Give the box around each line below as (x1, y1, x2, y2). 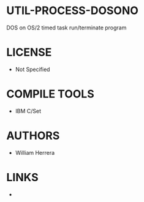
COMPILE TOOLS (6, 87, 94, 101)
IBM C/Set (15, 107, 42, 114)
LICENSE (6, 45, 52, 59)
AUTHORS (6, 129, 60, 143)
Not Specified (15, 65, 50, 73)
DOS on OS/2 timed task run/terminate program (6, 24, 127, 31)
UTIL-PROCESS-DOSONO (6, 4, 139, 18)
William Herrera (15, 149, 55, 156)
